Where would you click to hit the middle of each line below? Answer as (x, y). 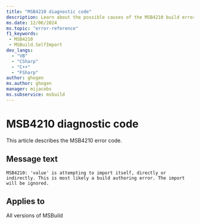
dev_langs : (20, 51)
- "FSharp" (25, 72)
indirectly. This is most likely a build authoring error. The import (96, 178)
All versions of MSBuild (35, 216)
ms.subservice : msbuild (36, 94)
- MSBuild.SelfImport (35, 45)
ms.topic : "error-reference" (42, 28)
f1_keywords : (22, 34)
